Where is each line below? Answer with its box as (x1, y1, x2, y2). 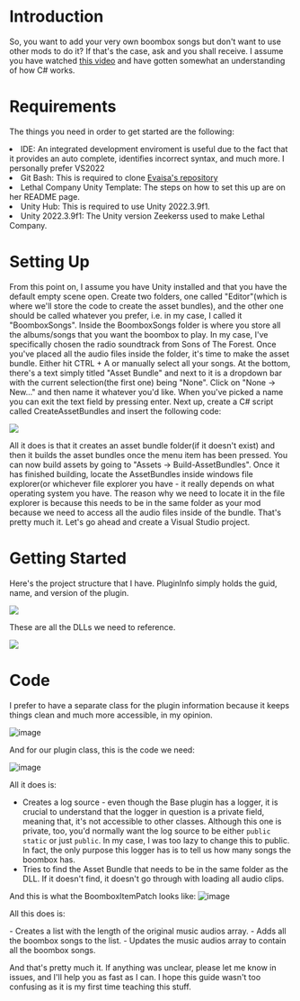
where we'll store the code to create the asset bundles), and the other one (9, 300, 285, 311)
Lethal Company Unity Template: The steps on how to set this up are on (21, 182, 286, 193)
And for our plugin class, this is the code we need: (9, 744, 195, 755)
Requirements (9, 96, 117, 117)
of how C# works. (9, 65, 75, 76)
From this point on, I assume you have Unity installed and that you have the (9, 281, 287, 292)
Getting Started (9, 548, 128, 568)
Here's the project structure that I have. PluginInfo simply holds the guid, (9, 578, 278, 589)
